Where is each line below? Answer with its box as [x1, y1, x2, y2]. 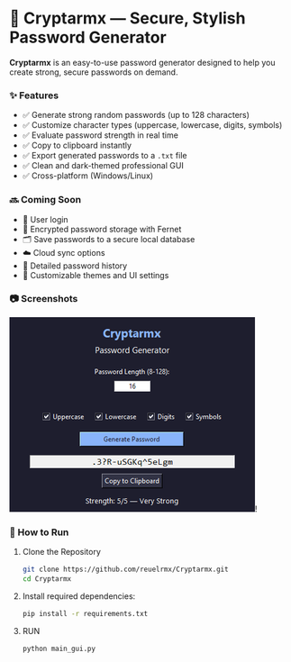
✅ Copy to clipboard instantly [22, 140, 132, 151]
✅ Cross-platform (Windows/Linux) [22, 170, 154, 181]
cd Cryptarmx [22, 575, 72, 584]
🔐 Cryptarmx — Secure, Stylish [9, 8, 246, 29]
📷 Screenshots [9, 293, 78, 305]
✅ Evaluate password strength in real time [22, 130, 178, 141]
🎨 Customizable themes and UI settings [22, 269, 169, 280]
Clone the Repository [22, 547, 102, 558]
